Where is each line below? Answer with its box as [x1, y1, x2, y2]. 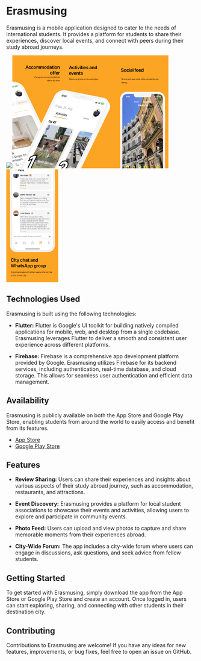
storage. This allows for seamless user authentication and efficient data [14, 371, 193, 379]
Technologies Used [6, 294, 80, 305]
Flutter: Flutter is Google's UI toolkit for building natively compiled [14, 321, 179, 329]
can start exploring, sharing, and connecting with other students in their [6, 602, 184, 609]
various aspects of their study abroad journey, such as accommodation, [14, 482, 194, 489]
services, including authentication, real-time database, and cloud [14, 365, 176, 373]
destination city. [6, 608, 46, 615]
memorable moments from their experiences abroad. [14, 531, 146, 538]
